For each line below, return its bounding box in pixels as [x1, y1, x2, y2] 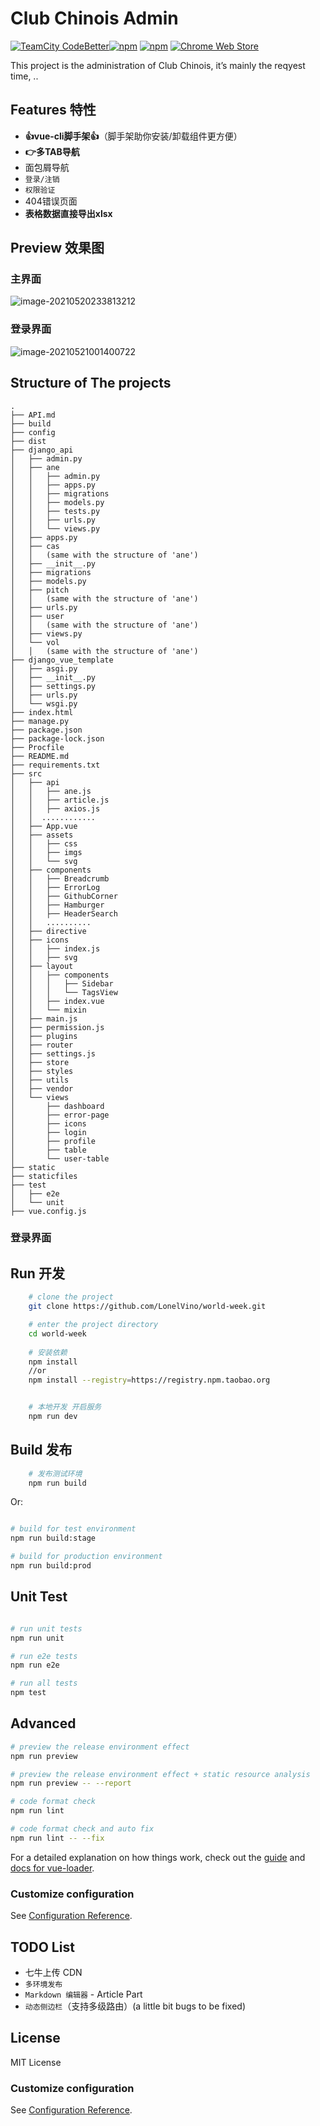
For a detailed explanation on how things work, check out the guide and [10, 1851, 306, 1863]
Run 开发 [10, 1265, 65, 1282]
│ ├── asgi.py [10, 663, 78, 674]
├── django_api [10, 445, 74, 455]
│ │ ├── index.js [10, 943, 101, 954]
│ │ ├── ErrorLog [10, 882, 101, 892]
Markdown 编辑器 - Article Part [24, 1988, 143, 2000]
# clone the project [28, 1292, 114, 1302]
